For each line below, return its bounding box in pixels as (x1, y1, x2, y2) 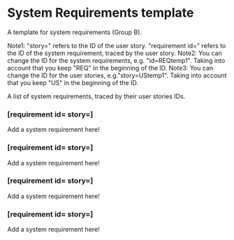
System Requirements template (7, 5, 194, 21)
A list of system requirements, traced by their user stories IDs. (7, 92, 186, 100)
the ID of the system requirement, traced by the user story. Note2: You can (7, 49, 222, 57)
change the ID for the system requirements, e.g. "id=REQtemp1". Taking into (7, 56, 226, 64)
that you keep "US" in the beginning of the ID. (7, 78, 138, 87)
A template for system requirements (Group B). (7, 28, 142, 36)
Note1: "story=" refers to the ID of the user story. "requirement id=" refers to (7, 41, 226, 50)
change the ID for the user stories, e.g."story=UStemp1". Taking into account (7, 71, 227, 80)
